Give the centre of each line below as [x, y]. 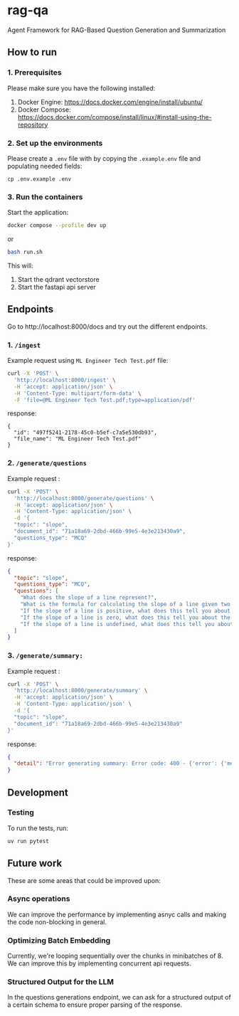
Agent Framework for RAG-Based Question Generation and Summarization [117, 30]
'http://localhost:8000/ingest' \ [65, 380]
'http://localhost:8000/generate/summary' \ [81, 691]
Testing [21, 813]
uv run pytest [28, 841]
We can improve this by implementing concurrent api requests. [100, 963]
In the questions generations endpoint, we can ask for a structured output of [119, 998]
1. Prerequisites [34, 73]
